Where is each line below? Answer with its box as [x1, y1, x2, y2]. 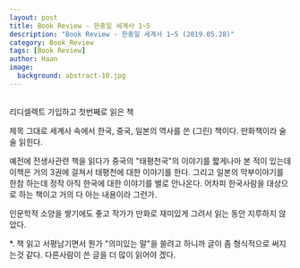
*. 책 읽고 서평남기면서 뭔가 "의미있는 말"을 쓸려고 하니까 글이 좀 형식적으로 [9, 238, 270, 248]
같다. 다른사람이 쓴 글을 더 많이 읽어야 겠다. [25, 249, 176, 260]
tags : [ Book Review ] [9, 46, 87, 55]
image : [9, 63, 34, 72]
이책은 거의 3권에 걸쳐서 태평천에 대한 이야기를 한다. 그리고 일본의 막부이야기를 [9, 166, 284, 177]
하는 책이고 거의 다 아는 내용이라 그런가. [18, 188, 158, 199]
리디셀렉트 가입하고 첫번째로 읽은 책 [9, 106, 134, 117]
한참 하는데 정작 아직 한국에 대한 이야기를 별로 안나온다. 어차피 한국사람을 [9, 178, 265, 188]
